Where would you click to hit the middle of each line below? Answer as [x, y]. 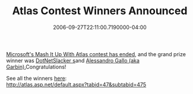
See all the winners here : [37, 78]
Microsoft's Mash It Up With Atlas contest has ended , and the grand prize [96, 54]
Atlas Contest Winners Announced [100, 11]
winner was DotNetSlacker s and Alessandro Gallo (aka [73, 60]
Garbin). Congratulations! [36, 67]
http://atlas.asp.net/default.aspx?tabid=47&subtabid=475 [76, 85]
